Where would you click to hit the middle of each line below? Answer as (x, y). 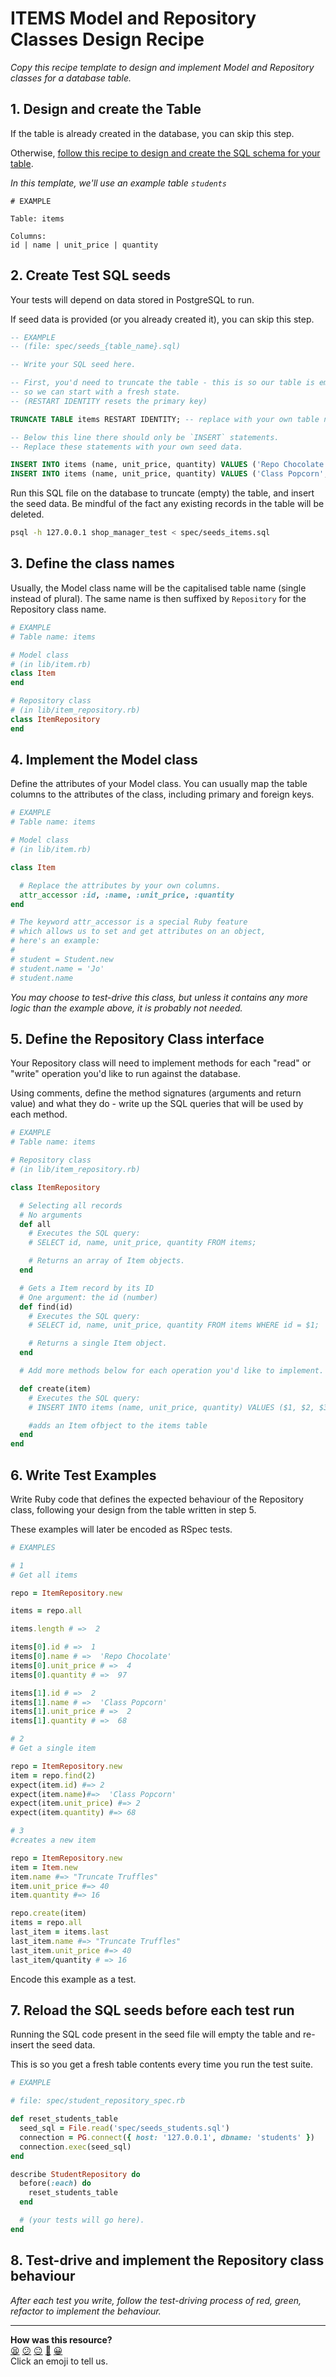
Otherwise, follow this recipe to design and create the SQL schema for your (165, 153)
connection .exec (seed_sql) (75, 2147)
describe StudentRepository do (75, 2174)
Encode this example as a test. (73, 1979)
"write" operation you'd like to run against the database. (125, 1074)
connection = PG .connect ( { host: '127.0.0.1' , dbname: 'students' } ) (167, 2137)
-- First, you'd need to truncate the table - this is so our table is (162, 383)
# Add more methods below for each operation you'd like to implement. (172, 1371)
